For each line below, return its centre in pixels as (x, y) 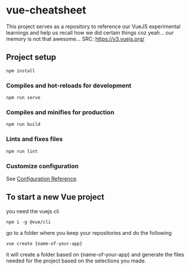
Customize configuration (43, 166)
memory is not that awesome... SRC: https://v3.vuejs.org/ (75, 39)
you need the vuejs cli (33, 211)
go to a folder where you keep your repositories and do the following (89, 233)
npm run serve (23, 98)
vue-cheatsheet (46, 10)
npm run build (23, 124)
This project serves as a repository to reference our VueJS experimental (93, 26)
